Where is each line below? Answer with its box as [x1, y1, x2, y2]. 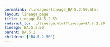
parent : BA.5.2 [4, 30, 36, 35]
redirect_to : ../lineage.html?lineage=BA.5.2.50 [4, 21, 105, 26]
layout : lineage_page [4, 12, 49, 17]
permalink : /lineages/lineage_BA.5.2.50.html [4, 7, 98, 12]
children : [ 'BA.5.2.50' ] [4, 35, 55, 40]
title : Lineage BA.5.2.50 [4, 16, 57, 21]
